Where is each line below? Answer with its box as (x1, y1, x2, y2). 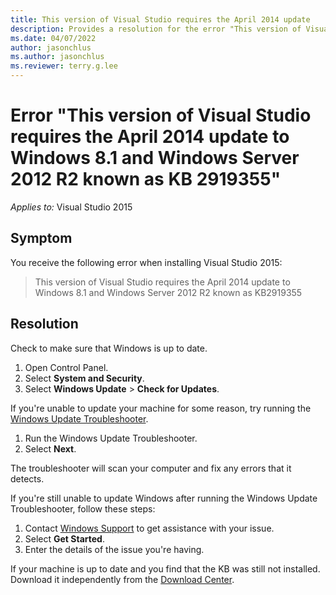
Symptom (10, 230, 73, 247)
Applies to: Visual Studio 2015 (10, 201, 133, 213)
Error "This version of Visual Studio (10, 104, 312, 127)
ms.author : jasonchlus (10, 52, 105, 62)
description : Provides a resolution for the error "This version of (10, 24, 302, 34)
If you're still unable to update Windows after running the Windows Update (10, 492, 318, 504)
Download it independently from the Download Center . (10, 573, 235, 585)
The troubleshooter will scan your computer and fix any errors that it (10, 462, 292, 474)
